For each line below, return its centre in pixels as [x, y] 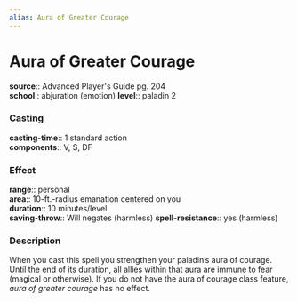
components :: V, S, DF [51, 147]
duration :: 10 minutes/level [58, 209]
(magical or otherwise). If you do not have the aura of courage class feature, [149, 279]
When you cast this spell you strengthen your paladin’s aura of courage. [141, 260]
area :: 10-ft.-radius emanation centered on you [95, 199]
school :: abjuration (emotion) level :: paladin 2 [92, 95]
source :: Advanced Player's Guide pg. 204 [88, 86]
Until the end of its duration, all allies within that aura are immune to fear [141, 270]
